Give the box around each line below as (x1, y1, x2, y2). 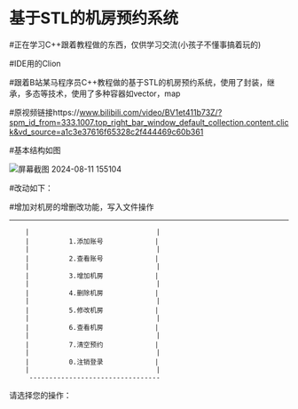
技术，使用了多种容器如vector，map (47, 88, 181, 99)
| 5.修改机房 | (25, 306, 160, 315)
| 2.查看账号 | (25, 254, 160, 263)
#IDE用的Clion (9, 58, 61, 68)
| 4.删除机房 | (25, 288, 160, 298)
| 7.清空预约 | (25, 340, 160, 349)
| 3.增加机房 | (25, 271, 160, 280)
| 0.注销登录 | (25, 357, 160, 366)
